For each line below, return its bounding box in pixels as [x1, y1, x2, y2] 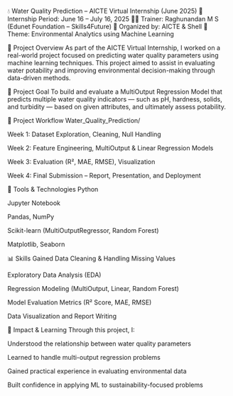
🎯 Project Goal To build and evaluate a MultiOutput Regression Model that [7, 87, 222, 96]
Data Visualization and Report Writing [7, 312, 117, 320]
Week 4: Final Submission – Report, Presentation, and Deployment [7, 171, 201, 180]
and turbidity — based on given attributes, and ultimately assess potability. [7, 103, 226, 111]
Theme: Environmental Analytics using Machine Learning [7, 30, 174, 38]
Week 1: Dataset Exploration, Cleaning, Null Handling [7, 130, 161, 138]
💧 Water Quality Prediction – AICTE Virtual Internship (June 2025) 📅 [7, 7, 203, 15]
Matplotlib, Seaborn [7, 240, 65, 248]
